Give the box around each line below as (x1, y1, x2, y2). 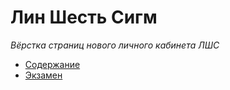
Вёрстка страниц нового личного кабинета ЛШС (10, 39, 220, 51)
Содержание (24, 58, 81, 70)
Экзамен (24, 69, 63, 81)
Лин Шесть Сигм (10, 6, 158, 29)
